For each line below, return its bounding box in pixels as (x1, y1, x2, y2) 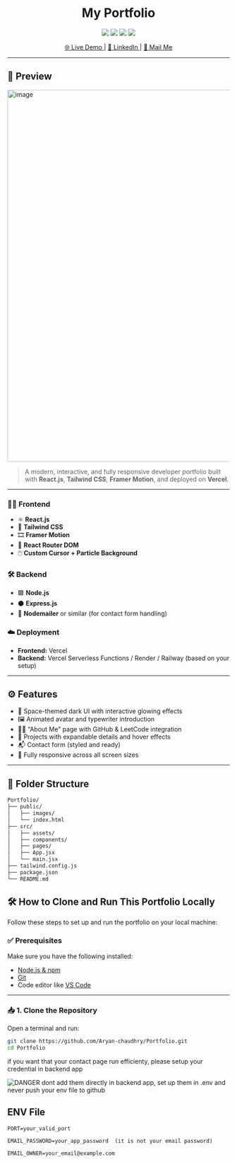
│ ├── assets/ (7, 829, 55, 837)
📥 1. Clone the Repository (7, 1005, 97, 1015)
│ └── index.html (7, 816, 65, 823)
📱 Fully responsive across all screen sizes (17, 751, 139, 759)
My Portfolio (81, 5, 156, 21)
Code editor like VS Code (17, 980, 92, 989)
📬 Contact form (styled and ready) (17, 741, 121, 749)
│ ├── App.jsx (7, 850, 55, 857)
